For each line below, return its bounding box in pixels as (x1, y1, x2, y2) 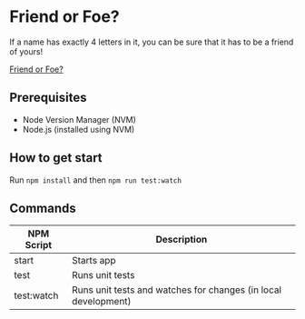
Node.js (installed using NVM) (22, 124, 135, 135)
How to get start (9, 150, 103, 165)
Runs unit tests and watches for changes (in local (71, 284, 282, 296)
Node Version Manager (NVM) (22, 114, 136, 125)
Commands (9, 200, 77, 215)
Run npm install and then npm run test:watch (9, 174, 182, 185)
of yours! (9, 45, 44, 56)
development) (71, 295, 132, 308)
